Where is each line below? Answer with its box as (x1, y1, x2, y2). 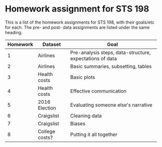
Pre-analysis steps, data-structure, (70, 49, 151, 56)
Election (38, 105, 56, 111)
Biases (70, 120, 86, 127)
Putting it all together (70, 131, 118, 138)
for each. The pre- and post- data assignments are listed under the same (5, 24, 150, 30)
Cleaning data (70, 112, 102, 119)
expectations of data (70, 55, 117, 62)
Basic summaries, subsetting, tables (70, 63, 152, 69)
